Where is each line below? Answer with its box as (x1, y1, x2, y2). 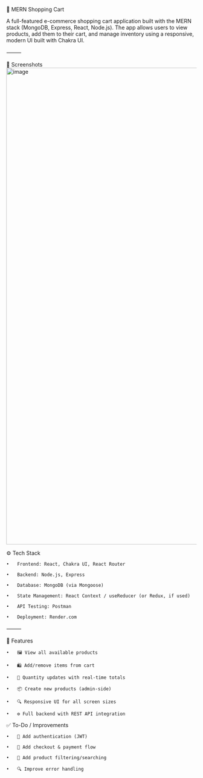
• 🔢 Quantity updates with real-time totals (6, 675, 126, 681)
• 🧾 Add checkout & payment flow (6, 744, 96, 750)
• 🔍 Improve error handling (6, 766, 84, 772)
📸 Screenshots (6, 61, 43, 68)
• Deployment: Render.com (6, 614, 77, 620)
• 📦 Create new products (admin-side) (6, 686, 112, 692)
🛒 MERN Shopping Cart (6, 6, 65, 13)
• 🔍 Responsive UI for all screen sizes (6, 699, 117, 705)
